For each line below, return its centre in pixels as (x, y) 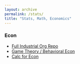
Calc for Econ (25, 56)
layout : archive (21, 9)
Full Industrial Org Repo (35, 46)
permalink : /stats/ (24, 14)
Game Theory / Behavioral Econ (43, 51)
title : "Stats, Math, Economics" (38, 18)
